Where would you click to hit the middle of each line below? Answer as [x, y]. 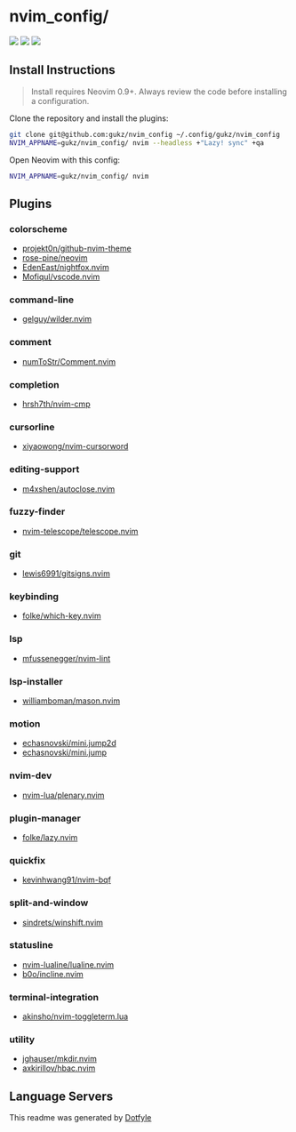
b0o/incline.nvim [53, 974]
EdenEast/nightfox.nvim [65, 268]
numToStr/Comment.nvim [69, 361]
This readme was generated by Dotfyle [80, 1118]
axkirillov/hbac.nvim [59, 1068]
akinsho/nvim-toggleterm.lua [75, 1016]
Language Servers [61, 1096]
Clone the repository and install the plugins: [89, 118]
